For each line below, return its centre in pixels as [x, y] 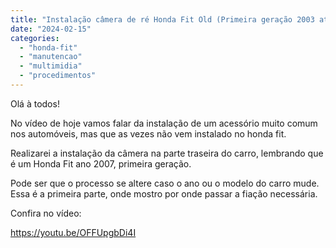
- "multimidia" [51, 66]
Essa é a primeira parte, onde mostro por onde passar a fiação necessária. [164, 193]
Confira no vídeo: [46, 213]
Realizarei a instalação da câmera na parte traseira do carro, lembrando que [167, 153]
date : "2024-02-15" [51, 29]
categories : [35, 38]
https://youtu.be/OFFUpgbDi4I [73, 232]
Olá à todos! [35, 103]
